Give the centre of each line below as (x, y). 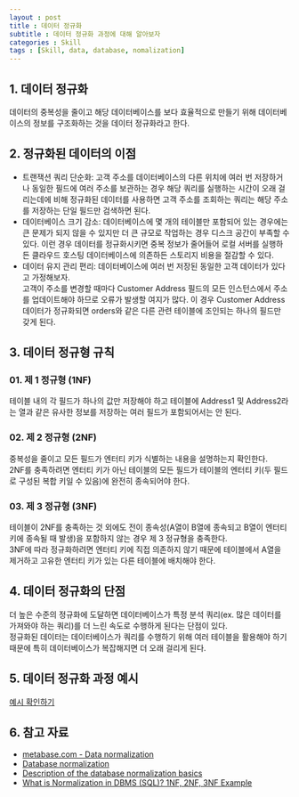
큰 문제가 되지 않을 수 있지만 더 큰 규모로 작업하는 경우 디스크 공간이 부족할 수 (156, 232)
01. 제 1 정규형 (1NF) (50, 380)
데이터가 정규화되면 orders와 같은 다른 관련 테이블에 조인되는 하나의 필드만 (152, 310)
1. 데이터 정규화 (49, 89)
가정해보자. (51, 277)
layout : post (36, 17)
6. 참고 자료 (39, 732)
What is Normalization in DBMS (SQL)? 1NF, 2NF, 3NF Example (137, 783)
